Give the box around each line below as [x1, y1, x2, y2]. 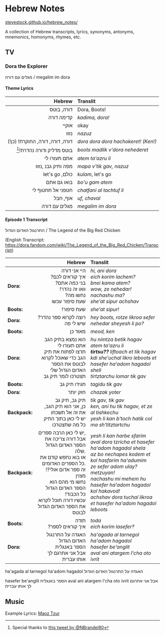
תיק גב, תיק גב [55, 397, 86, 404]
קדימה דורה [48, 114, 73, 121]
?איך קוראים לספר [48, 524, 86, 530]
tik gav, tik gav [90, 397, 124, 404]
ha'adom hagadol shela [90, 445, 146, 452]
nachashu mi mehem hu [90, 475, 146, 482]
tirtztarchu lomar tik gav [90, 373, 146, 380]
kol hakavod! [90, 488, 120, 495]
